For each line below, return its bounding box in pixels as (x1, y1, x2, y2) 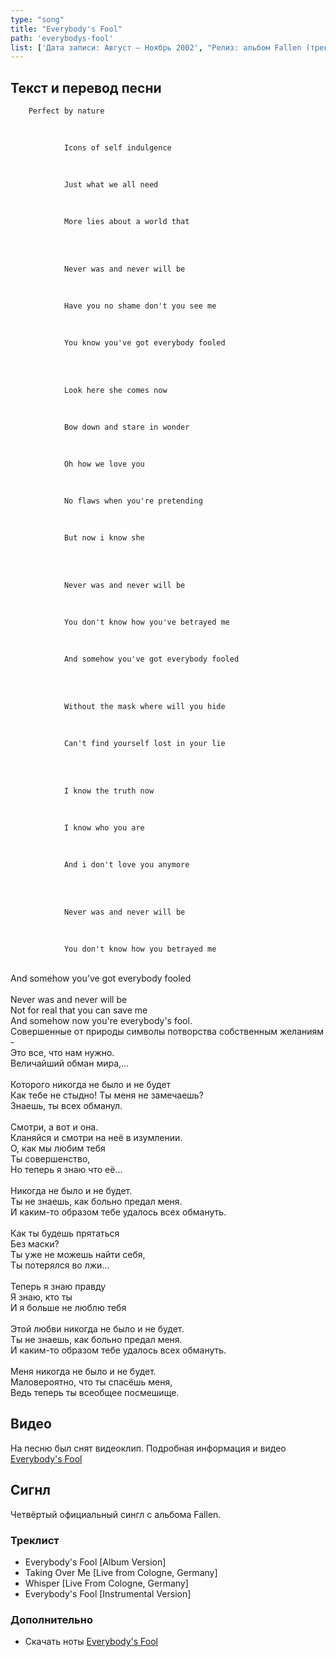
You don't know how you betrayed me (63, 944, 217, 955)
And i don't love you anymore (63, 860, 190, 870)
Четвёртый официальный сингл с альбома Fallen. (10, 1508, 222, 1520)
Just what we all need (63, 180, 159, 190)
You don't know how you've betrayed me (63, 617, 230, 628)
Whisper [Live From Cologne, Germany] (24, 1577, 189, 1589)
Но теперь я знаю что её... (10, 1164, 123, 1176)
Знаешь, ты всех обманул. (10, 1100, 123, 1112)
